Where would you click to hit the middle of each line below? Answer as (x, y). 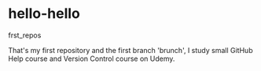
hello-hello (44, 14)
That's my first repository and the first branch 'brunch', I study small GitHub (130, 50)
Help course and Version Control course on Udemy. (92, 59)
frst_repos (25, 35)
